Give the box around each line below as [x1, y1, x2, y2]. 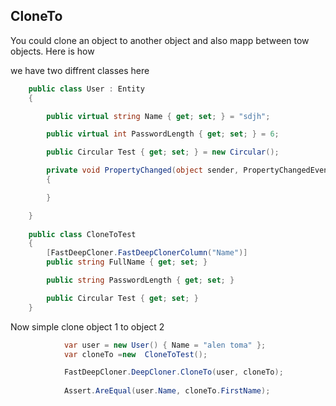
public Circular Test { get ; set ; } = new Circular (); [46, 147, 280, 158]
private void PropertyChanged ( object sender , [46, 165, 240, 176]
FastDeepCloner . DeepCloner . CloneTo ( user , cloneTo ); [63, 367, 284, 378]
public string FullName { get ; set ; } [46, 257, 208, 268]
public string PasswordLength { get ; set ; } [46, 275, 235, 286]
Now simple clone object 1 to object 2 [10, 320, 165, 333]
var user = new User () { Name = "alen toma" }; [63, 340, 267, 350]
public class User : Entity [28, 84, 145, 94]
